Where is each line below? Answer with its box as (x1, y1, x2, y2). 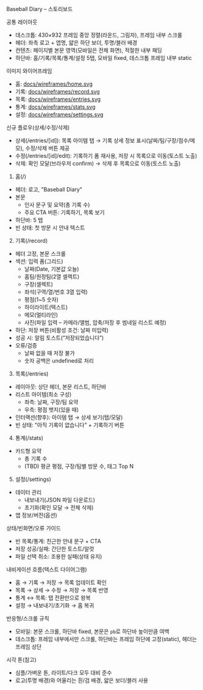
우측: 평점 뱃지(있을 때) (24, 406, 79, 413)
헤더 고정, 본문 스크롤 (15, 250, 66, 257)
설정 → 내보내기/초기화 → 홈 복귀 (15, 602, 94, 609)
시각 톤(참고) (6, 656, 37, 663)
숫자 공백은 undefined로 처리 (24, 357, 94, 364)
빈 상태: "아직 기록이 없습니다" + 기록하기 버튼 (15, 421, 125, 428)
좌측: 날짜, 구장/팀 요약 (24, 398, 79, 406)
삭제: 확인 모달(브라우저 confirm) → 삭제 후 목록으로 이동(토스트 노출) (15, 160, 181, 167)
